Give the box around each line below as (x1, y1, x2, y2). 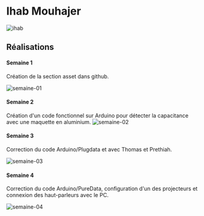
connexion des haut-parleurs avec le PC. (6, 192, 109, 199)
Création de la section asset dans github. (6, 72, 110, 80)
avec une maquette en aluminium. (6, 118, 91, 125)
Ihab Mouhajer (6, 4, 81, 18)
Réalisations (6, 42, 54, 52)
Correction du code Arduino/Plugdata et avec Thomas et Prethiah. (6, 145, 172, 153)
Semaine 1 (6, 59, 33, 66)
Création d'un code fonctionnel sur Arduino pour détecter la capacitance (6, 111, 189, 119)
